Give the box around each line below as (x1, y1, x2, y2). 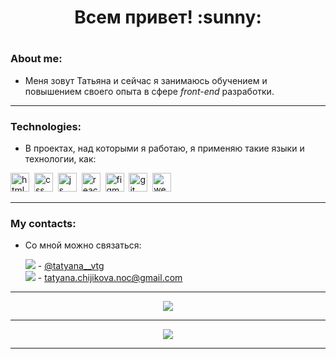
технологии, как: (24, 153, 97, 165)
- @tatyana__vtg (37, 260, 105, 272)
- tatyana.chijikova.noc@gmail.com (37, 272, 183, 284)
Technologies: (10, 119, 82, 133)
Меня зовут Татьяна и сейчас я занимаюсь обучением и (24, 74, 268, 86)
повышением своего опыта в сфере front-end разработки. (24, 85, 275, 97)
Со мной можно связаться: (24, 239, 142, 251)
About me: (10, 52, 63, 66)
